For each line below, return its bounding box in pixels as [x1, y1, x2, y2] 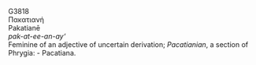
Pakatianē [8, 23, 41, 32]
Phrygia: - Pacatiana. [8, 49, 76, 57]
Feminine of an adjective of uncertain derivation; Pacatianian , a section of [8, 40, 249, 49]
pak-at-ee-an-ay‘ [8, 31, 66, 41]
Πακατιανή [8, 15, 45, 24]
